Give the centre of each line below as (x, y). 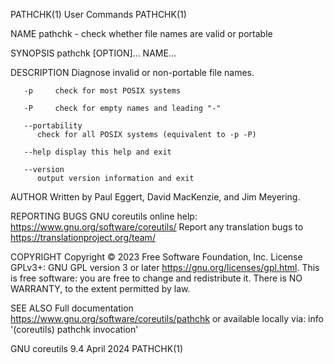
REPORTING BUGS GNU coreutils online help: (104, 216)
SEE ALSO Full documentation (72, 308)
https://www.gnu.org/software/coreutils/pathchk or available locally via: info (167, 318)
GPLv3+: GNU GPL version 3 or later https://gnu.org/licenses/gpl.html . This (165, 267)
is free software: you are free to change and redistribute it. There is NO (156, 278)
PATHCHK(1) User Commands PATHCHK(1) (98, 14)
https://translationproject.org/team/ (83, 237)
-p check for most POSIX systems (102, 91)
